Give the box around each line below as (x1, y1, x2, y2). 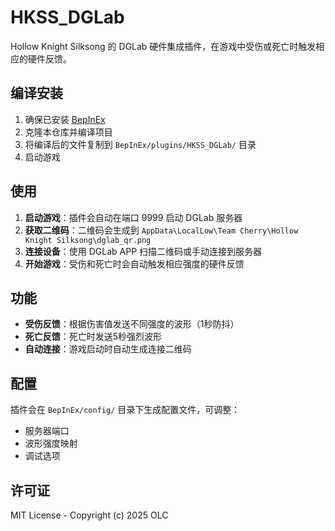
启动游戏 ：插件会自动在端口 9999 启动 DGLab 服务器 (24, 211, 243, 223)
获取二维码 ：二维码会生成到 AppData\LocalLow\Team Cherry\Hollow (24, 224, 299, 236)
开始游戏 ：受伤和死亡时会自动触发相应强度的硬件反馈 (24, 257, 245, 270)
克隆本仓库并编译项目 (24, 126, 113, 138)
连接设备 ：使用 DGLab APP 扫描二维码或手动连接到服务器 (24, 245, 263, 257)
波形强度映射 (24, 437, 78, 450)
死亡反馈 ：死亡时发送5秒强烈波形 (24, 331, 163, 343)
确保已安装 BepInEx (24, 113, 106, 125)
